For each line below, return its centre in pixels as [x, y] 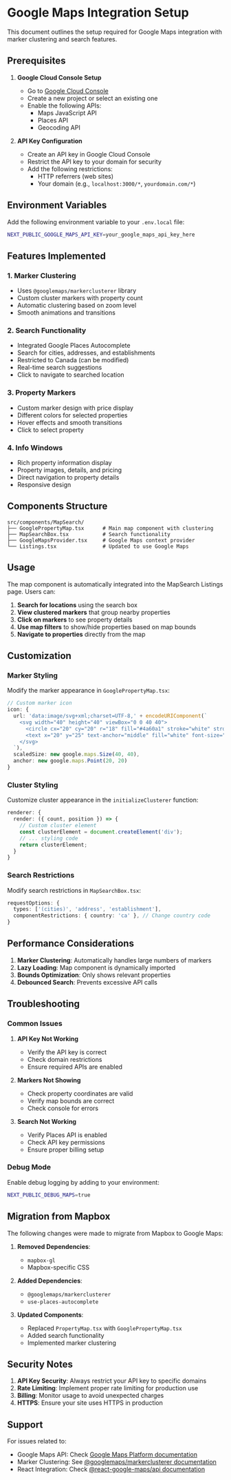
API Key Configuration [49, 141]
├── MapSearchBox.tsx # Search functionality [89, 534]
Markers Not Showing [49, 1080]
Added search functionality [66, 1335]
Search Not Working [47, 1121]
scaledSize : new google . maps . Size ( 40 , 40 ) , [76, 754]
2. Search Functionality [47, 330]
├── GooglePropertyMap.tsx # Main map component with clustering [110, 528]
